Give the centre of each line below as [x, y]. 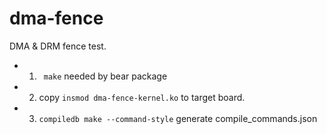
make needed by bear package [105, 76]
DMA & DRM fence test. [58, 46]
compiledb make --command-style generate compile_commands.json [178, 118]
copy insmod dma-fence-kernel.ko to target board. [142, 97]
